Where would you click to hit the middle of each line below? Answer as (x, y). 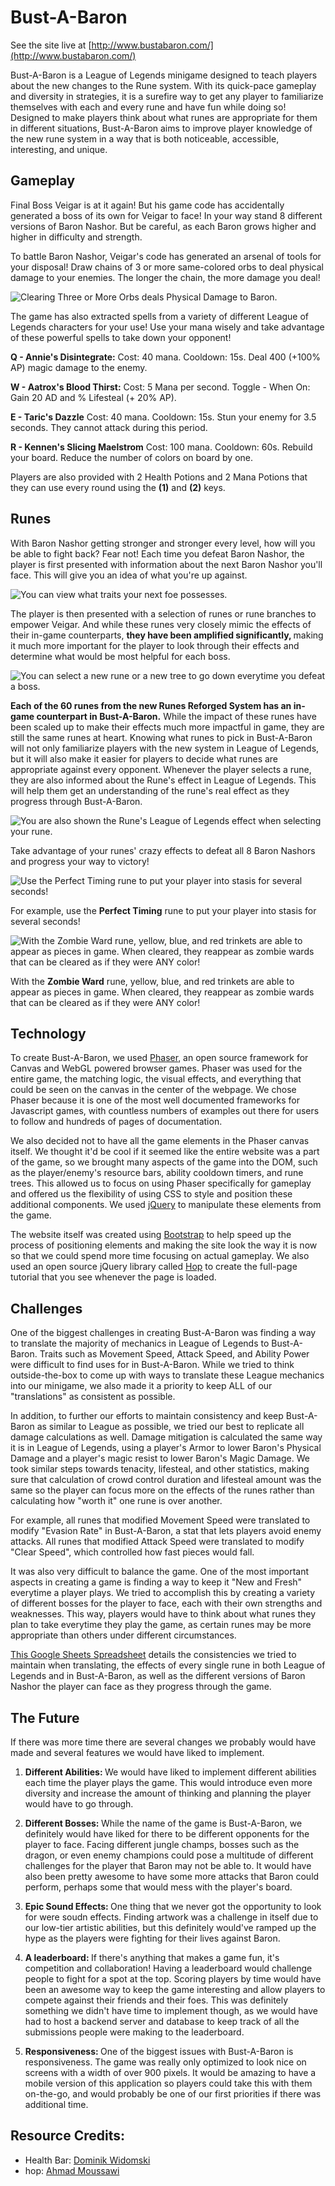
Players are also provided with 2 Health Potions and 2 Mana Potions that (159, 477)
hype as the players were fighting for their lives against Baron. (152, 1938)
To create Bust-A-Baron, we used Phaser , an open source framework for (159, 1058)
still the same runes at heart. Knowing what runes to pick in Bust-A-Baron (161, 737)
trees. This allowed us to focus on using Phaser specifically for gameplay (161, 1183)
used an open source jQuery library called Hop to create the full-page (154, 1267)
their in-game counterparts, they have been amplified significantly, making (167, 635)
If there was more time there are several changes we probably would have (163, 1742)
